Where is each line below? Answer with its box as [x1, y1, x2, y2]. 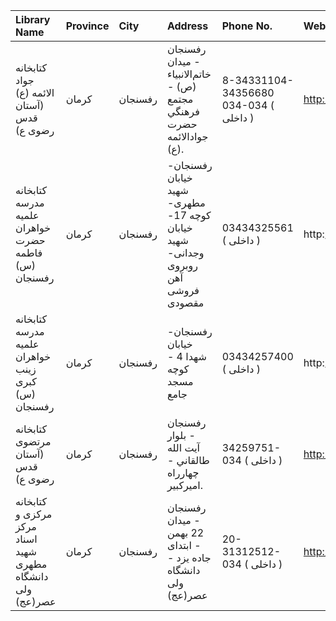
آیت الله [166, 441, 201, 454]
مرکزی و [15, 507, 53, 521]
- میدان [166, 514, 201, 527]
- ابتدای [166, 539, 202, 552]
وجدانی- [166, 246, 205, 259]
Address [166, 19, 209, 33]
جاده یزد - [166, 551, 212, 564]
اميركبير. [166, 479, 203, 492]
